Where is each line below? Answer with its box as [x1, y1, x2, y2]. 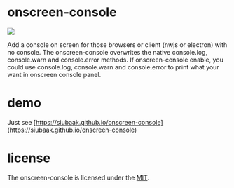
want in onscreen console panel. [7, 70, 102, 79]
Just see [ [7, 118, 36, 126]
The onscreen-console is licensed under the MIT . [7, 173, 149, 182]
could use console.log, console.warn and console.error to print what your [7, 62, 219, 71]
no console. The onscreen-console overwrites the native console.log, [7, 48, 208, 56]
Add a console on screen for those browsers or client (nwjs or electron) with [7, 40, 228, 49]
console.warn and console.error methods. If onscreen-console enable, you [7, 55, 224, 64]
